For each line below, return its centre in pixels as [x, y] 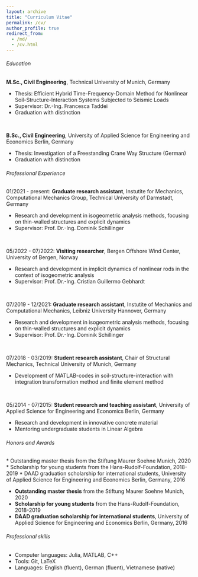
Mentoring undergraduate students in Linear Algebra [79, 429]
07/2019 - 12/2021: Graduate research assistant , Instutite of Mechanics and [99, 305]
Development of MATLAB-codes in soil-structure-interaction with [94, 376]
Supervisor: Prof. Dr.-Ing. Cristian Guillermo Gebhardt [80, 282]
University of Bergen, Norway [42, 257]
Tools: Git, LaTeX [35, 561]
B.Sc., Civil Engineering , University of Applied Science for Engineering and [98, 136]
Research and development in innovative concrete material [86, 423]
